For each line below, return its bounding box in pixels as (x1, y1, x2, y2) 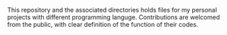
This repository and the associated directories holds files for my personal (7, 6, 217, 14)
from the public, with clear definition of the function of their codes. (7, 21, 198, 28)
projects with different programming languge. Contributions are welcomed (7, 13, 221, 21)
